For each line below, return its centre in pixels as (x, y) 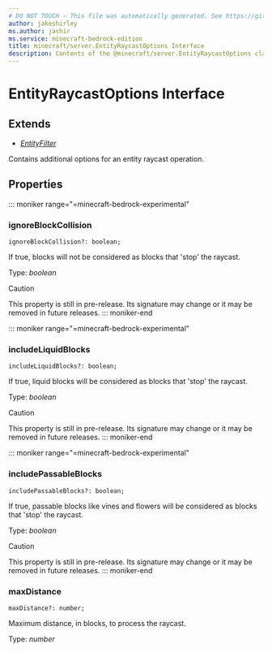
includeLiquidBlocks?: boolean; (63, 366)
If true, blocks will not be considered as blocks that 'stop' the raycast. (125, 257)
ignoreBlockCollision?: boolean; (65, 242)
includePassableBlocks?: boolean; (67, 491)
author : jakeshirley (43, 24)
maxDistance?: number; (47, 608)
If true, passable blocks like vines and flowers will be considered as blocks (133, 506)
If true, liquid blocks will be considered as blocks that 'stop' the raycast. (128, 382)
